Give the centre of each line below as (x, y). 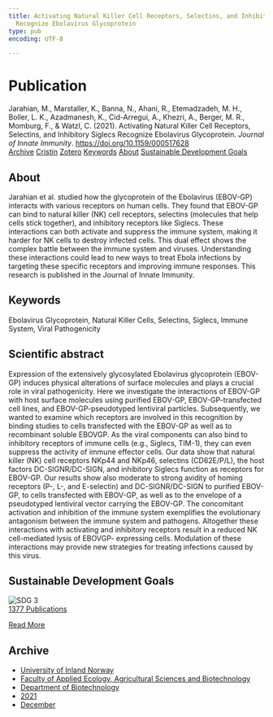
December (38, 705)
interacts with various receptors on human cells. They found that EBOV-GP (133, 205)
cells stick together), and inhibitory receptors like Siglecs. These (116, 223)
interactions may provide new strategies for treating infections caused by (131, 547)
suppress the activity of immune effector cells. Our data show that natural (132, 452)
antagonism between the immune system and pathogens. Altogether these (133, 521)
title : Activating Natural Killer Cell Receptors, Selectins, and (123, 16)
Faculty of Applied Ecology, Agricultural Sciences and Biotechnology (135, 679)
